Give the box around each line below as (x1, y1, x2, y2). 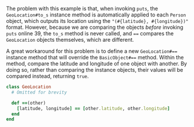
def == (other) (11, 100, 46, 106)
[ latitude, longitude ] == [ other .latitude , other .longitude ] (17, 105, 170, 111)
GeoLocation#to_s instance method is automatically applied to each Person (6, 11, 186, 18)
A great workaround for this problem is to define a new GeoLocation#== (6, 48, 178, 55)
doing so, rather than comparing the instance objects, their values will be (6, 66, 183, 73)
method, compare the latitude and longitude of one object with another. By (6, 60, 188, 67)
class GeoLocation (6, 84, 51, 90)
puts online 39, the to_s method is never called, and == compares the (6, 30, 174, 37)
